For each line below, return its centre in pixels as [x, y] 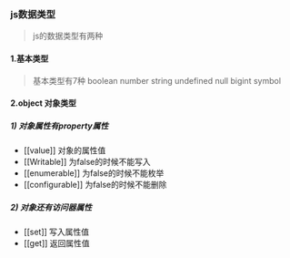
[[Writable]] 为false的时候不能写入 [87, 162]
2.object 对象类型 [43, 103]
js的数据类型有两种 [68, 36]
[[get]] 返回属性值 [56, 243]
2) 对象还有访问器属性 [51, 207]
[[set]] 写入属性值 [56, 232]
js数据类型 [33, 14]
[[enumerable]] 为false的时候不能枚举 [94, 173]
